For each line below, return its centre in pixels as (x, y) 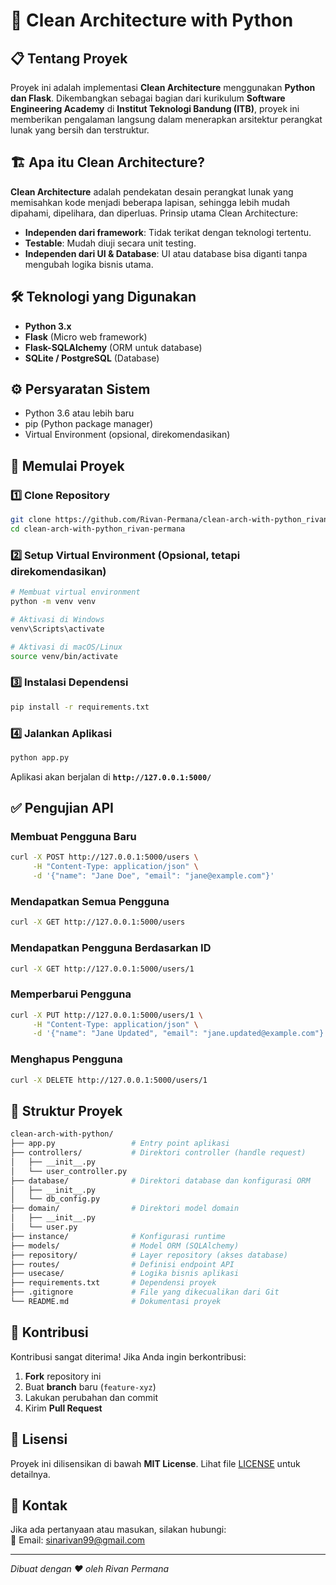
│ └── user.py (44, 1227)
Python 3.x (48, 326)
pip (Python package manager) (89, 424)
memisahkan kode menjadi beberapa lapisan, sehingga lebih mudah (150, 202)
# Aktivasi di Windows (57, 619)
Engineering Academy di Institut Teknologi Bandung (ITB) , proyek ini (155, 108)
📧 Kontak (39, 1505)
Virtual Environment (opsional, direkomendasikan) (127, 435)
